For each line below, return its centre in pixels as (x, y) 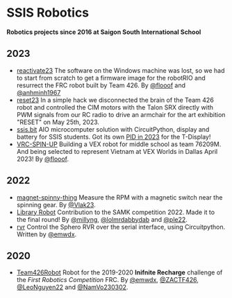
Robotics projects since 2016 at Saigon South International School (104, 32)
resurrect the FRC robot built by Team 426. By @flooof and (101, 85)
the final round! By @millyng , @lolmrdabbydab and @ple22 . (102, 219)
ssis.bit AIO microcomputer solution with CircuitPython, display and (113, 129)
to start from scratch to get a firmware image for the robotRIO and (111, 78)
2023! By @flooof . (43, 159)
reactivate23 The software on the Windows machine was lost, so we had (121, 70)
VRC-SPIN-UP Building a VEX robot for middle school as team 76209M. (119, 144)
